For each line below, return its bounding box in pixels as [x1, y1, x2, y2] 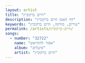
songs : [5, 31, 19, 36]
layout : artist [5, 7, 37, 13]
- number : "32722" [10, 36, 49, 41]
